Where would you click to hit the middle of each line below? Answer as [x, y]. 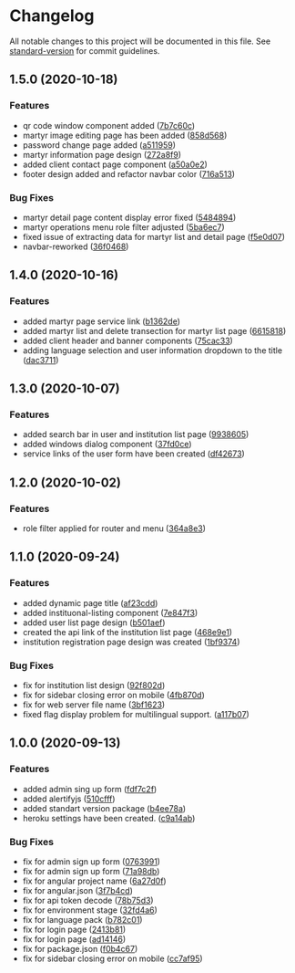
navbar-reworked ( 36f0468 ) [76, 246]
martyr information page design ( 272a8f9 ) [102, 154]
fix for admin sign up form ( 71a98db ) [91, 871]
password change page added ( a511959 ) [99, 145]
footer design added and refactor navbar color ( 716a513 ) [128, 173]
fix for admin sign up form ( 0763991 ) [92, 861]
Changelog [52, 16]
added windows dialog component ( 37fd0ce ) [107, 445]
